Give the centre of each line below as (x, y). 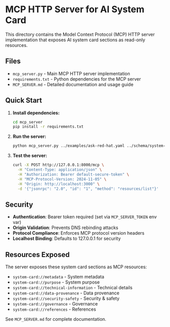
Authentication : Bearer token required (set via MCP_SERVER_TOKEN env (84, 217)
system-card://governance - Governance (55, 304)
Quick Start (24, 100)
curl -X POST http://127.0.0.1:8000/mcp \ (58, 165)
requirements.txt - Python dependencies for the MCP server (77, 79)
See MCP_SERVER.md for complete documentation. (56, 319)
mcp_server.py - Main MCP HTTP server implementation (72, 73)
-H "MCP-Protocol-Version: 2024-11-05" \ (62, 179)
